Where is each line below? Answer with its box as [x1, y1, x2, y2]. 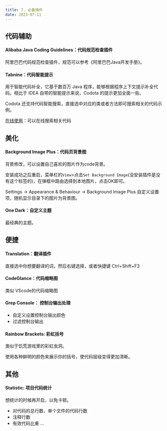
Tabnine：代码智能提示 [5, 71, 54, 78]
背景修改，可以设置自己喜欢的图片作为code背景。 [5, 161, 108, 167]
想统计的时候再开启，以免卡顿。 [5, 397, 71, 403]
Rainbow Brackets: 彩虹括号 [5, 331, 64, 337]
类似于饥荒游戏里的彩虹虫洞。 [5, 343, 67, 349]
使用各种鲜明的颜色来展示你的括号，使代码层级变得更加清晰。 [5, 353, 133, 360]
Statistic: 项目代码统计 [5, 385, 52, 391]
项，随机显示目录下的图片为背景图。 [5, 195, 80, 201]
